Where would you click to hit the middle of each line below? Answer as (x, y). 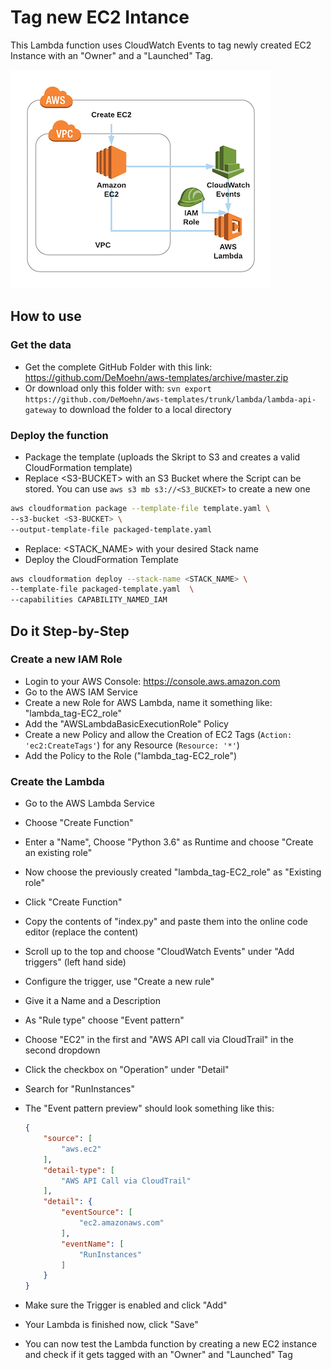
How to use (46, 316)
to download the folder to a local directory (145, 409)
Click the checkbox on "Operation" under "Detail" (127, 1070)
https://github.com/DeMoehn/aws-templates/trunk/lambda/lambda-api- (170, 399)
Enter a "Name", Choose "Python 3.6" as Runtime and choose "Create (169, 842)
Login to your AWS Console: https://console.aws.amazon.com (152, 681)
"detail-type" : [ (79, 1170)
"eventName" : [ (93, 1244)
